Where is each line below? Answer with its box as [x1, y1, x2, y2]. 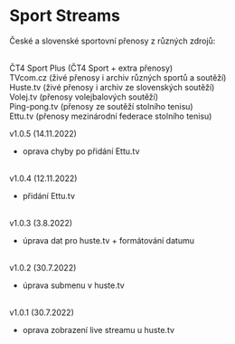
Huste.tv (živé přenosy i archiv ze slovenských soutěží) [9, 81, 215, 92]
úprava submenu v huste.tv [22, 280, 125, 291]
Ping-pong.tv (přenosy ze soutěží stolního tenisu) [9, 100, 193, 111]
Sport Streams [9, 5, 120, 26]
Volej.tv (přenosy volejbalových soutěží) [9, 91, 159, 102]
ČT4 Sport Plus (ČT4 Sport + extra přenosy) [9, 62, 174, 73]
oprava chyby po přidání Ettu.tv [22, 146, 140, 157]
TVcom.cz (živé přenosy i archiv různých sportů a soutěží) [9, 72, 227, 82]
